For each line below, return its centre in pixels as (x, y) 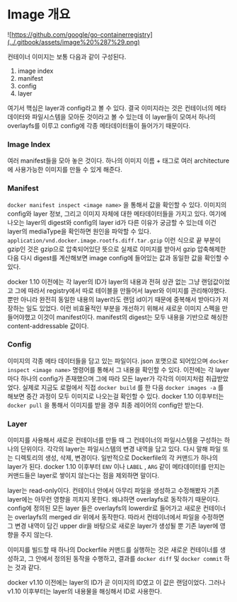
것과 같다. (28, 567)
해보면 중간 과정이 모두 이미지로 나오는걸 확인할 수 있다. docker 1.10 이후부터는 (116, 396)
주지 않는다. (36, 535)
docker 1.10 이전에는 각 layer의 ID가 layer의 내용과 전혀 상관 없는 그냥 (104, 282)
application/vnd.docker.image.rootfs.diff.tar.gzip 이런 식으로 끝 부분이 (114, 240)
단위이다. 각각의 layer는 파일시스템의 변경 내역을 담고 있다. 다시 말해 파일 (121, 449)
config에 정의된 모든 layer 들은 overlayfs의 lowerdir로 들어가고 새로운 (104, 508)
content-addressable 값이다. (48, 325)
